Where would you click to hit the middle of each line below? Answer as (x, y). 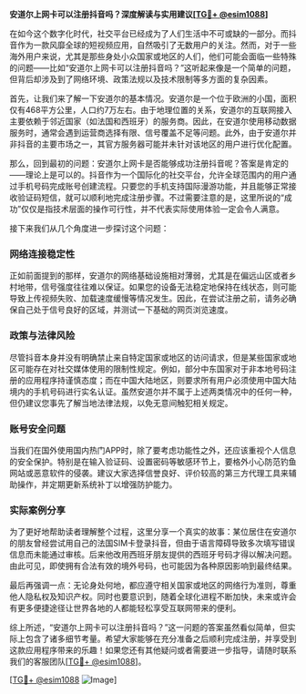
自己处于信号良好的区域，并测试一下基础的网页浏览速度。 (125, 310)
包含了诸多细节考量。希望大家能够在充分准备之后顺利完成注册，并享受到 (161, 639)
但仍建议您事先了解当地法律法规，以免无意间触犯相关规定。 (121, 403)
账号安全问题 (38, 429)
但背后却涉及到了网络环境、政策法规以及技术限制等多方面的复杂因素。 (141, 79)
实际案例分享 (38, 510)
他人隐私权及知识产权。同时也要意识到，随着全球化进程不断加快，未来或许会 (153, 597)
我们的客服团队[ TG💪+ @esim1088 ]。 (78, 662)
